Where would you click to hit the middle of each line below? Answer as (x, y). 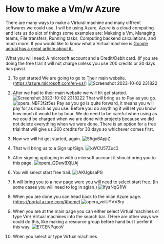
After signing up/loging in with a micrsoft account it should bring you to (84, 157)
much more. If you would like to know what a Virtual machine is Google (77, 43)
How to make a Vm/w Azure (63, 9)
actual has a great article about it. (39, 49)
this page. (23, 163)
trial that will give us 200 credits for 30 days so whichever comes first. (83, 129)
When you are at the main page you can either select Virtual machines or (86, 211)
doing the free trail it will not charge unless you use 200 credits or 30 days (80, 63)
